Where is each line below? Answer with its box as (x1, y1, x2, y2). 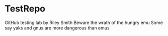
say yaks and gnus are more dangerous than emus (5, 24, 110, 30)
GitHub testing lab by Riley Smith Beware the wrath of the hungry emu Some (5, 19, 163, 25)
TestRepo (5, 3, 46, 14)
